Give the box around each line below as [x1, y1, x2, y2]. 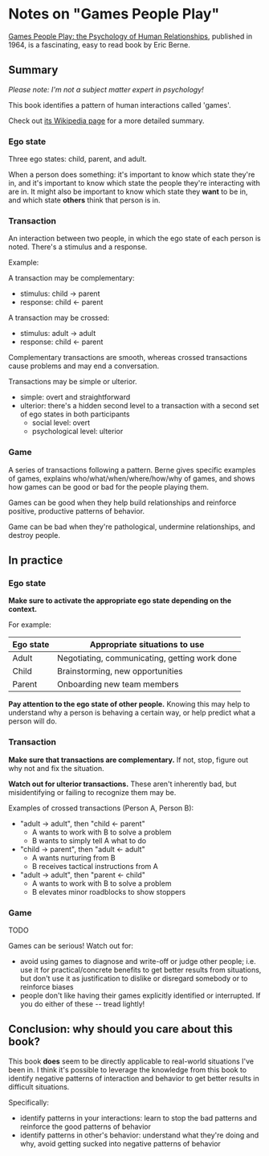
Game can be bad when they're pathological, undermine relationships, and [8, 522, 255, 531]
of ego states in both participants [19, 409, 130, 419]
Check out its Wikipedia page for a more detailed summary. [8, 116, 205, 125]
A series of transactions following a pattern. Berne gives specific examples [8, 465, 256, 474]
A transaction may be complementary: [8, 273, 135, 283]
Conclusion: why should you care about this [8, 1023, 233, 1036]
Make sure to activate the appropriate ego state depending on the [8, 596, 232, 605]
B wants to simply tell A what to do [31, 835, 147, 845]
